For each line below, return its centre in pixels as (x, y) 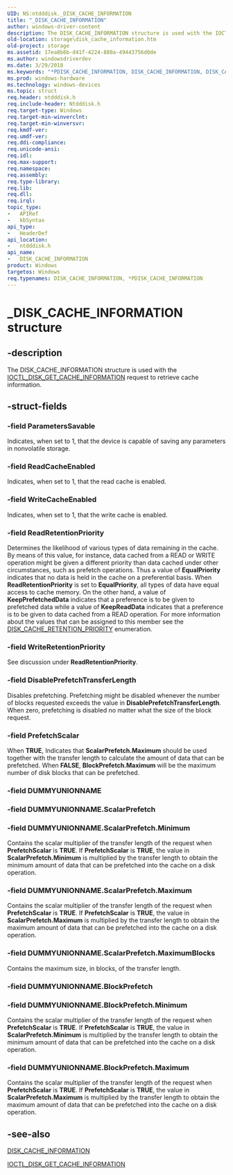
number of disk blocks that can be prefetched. (74, 772)
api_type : (21, 226)
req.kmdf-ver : (28, 130)
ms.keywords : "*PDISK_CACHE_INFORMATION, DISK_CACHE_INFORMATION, (105, 72)
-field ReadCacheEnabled (51, 467)
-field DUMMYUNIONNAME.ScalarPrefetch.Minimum (99, 828)
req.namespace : (29, 168)
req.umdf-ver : (28, 136)
